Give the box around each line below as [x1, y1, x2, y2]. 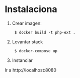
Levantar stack [12, 39, 43, 45]
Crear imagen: [12, 20, 42, 26]
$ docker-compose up [14, 48, 57, 53]
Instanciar [12, 57, 33, 63]
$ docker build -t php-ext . [14, 30, 76, 35]
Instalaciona [5, 4, 57, 15]
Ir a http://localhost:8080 [5, 67, 56, 73]
